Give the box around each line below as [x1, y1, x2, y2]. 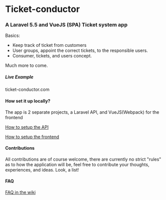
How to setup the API [5, 124, 49, 130]
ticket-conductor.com [5, 86, 50, 93]
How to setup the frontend [5, 134, 59, 140]
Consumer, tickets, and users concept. [12, 53, 92, 59]
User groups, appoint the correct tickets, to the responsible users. [12, 47, 148, 53]
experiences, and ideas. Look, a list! [5, 167, 79, 173]
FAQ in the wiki [5, 190, 36, 196]
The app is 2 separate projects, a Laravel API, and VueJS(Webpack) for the [5, 109, 160, 115]
